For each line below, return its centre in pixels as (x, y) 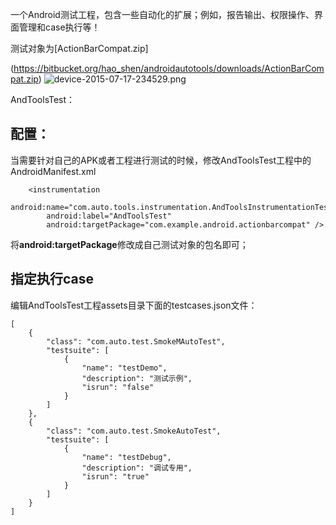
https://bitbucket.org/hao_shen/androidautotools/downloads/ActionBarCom (169, 68)
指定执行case (52, 279)
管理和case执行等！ (59, 27)
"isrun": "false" (118, 387)
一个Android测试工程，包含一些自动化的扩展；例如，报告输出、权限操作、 (162, 14)
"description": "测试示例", (137, 378)
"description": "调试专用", (137, 468)
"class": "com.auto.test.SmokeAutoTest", (134, 431)
